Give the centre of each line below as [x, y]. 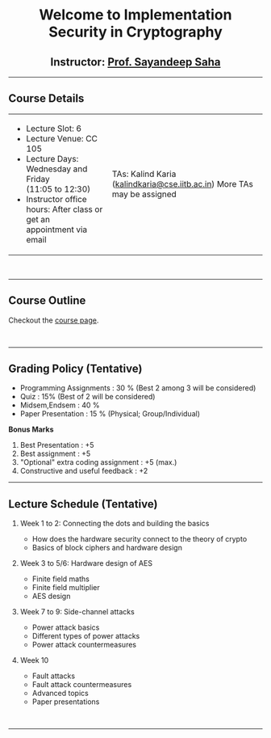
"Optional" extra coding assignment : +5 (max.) [98, 462]
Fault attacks [53, 676]
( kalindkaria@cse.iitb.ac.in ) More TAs [183, 183]
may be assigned [144, 194]
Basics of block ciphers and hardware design [107, 548]
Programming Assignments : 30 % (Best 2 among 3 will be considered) [138, 388]
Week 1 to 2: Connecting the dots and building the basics [115, 524]
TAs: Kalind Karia [144, 174]
